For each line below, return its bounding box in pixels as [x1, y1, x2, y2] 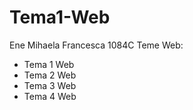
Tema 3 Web [23, 79, 77, 91]
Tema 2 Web [23, 69, 77, 81]
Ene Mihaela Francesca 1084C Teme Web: [9, 39, 184, 51]
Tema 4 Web [23, 90, 77, 102]
